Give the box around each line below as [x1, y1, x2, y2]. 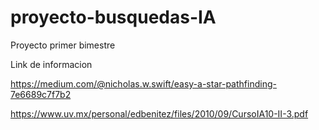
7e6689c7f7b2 [10, 88, 72, 100]
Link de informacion [10, 58, 93, 70]
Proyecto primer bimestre [10, 39, 116, 51]
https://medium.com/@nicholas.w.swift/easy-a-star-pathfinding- [10, 77, 277, 90]
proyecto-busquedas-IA [10, 6, 217, 29]
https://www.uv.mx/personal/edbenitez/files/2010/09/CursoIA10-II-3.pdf [10, 107, 309, 120]
